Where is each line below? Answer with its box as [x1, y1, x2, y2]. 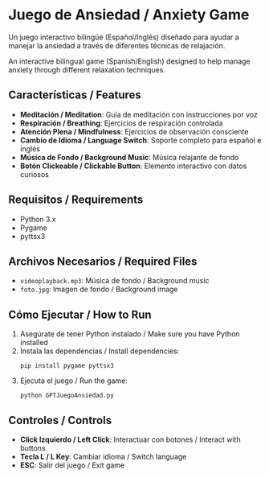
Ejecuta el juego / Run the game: [19, 376, 128, 385]
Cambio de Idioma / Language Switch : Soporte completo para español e [19, 135, 262, 145]
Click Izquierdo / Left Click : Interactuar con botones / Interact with [19, 435, 241, 444]
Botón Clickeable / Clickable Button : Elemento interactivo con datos [19, 161, 247, 171]
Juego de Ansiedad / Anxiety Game [8, 6, 250, 24]
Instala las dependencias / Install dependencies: [19, 346, 180, 356]
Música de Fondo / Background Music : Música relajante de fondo [19, 152, 239, 162]
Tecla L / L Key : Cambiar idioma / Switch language [19, 452, 187, 461]
